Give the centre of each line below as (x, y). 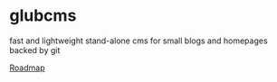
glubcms (43, 16)
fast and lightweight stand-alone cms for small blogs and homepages (139, 41)
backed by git (35, 50)
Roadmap (27, 68)
